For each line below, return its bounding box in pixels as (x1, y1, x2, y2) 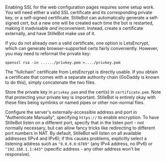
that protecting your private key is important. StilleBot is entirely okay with (5, 94, 156, 100)
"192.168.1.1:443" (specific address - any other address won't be (5, 146, 140, 152)
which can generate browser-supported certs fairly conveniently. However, (5, 46, 159, 51)
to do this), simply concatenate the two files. (5, 79, 96, 85)
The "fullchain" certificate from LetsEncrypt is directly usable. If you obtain (5, 69, 158, 75)
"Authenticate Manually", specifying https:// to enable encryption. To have (5, 114, 160, 120)
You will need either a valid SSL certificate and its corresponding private (5, 9, 153, 15)
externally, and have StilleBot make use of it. (5, 31, 96, 36)
